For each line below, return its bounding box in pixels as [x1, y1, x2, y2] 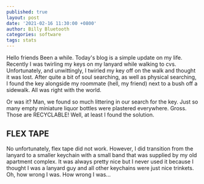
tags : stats [6, 37, 37, 43]
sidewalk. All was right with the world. [6, 87, 102, 93]
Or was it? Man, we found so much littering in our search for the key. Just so [6, 98, 199, 105]
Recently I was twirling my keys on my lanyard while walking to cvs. [6, 60, 177, 68]
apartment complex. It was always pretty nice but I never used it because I [6, 158, 194, 165]
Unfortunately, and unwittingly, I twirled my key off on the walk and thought [6, 67, 196, 74]
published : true [6, 9, 48, 15]
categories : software [6, 32, 62, 38]
